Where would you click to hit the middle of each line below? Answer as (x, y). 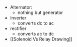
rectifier (18, 28)
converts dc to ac (36, 23)
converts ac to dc (36, 34)
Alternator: (21, 7)
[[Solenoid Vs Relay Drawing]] (41, 39)
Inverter (18, 18)
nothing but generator (40, 12)
